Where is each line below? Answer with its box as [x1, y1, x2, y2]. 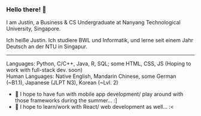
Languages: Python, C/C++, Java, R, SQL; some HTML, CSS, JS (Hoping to [6, 60, 191, 67]
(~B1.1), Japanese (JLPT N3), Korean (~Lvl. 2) [6, 79, 118, 86]
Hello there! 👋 [6, 5, 47, 14]
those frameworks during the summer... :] [14, 97, 118, 104]
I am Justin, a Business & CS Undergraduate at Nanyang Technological [6, 19, 181, 26]
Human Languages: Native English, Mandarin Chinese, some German [6, 73, 176, 80]
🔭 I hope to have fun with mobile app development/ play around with [14, 90, 184, 98]
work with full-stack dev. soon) [6, 67, 83, 74]
